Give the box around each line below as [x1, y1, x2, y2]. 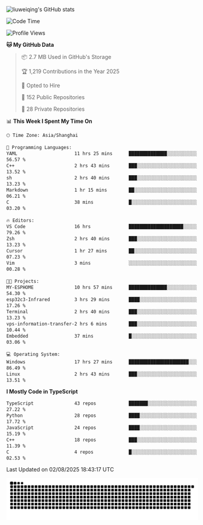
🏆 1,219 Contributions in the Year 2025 [21, 68, 120, 75]
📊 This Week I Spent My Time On [6, 117, 92, 125]
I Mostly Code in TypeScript [6, 388, 78, 395]
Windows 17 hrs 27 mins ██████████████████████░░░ [6, 359, 198, 365]
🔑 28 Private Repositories [21, 105, 85, 113]
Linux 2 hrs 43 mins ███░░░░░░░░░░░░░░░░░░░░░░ [6, 371, 198, 377]
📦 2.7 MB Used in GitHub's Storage [21, 54, 111, 60]
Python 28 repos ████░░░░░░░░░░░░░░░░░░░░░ [6, 412, 198, 419]
